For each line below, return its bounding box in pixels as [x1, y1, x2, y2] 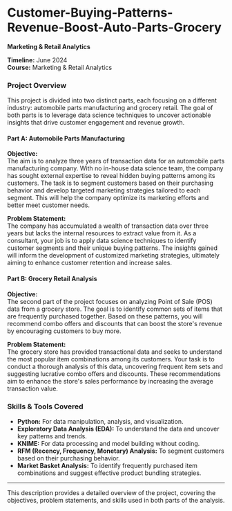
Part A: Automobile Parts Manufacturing [7, 134, 126, 143]
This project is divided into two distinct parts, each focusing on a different [7, 96, 217, 105]
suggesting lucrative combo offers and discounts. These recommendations [7, 369, 221, 378]
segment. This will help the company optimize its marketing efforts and [7, 194, 209, 202]
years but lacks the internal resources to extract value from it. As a [7, 229, 197, 237]
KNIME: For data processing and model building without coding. [17, 439, 200, 447]
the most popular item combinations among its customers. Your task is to [7, 355, 215, 363]
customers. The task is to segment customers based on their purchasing [7, 179, 214, 188]
